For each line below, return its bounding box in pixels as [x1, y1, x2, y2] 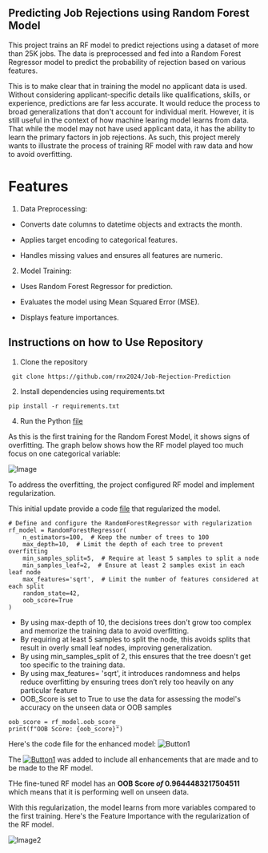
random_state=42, [22, 589, 81, 598]
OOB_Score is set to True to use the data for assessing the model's [19, 694, 242, 703]
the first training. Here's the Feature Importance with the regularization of [8, 811, 250, 820]
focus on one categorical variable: [8, 449, 122, 458]
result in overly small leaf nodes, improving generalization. [19, 642, 213, 652]
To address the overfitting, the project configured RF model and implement [8, 480, 254, 489]
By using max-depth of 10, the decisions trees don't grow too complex [19, 617, 252, 627]
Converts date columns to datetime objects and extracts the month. [19, 219, 242, 229]
